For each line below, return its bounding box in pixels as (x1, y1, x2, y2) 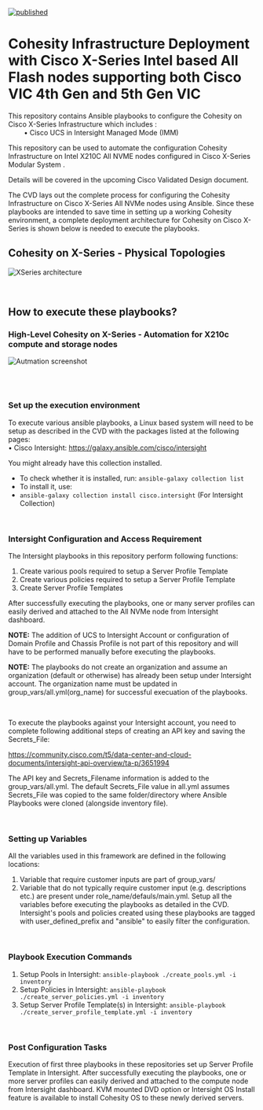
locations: (8, 860, 40, 869)
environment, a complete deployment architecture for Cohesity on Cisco (8, 215, 242, 224)
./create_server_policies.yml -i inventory (19, 993, 165, 1001)
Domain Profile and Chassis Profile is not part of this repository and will (8, 639, 239, 648)
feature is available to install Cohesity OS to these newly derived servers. (8, 1093, 245, 1102)
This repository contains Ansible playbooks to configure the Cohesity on (8, 111, 243, 120)
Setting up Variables (8, 833, 88, 844)
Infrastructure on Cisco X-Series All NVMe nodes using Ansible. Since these (8, 198, 254, 208)
